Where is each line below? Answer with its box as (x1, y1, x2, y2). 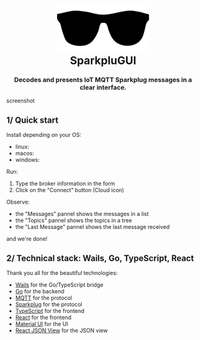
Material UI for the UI (15, 320, 69, 328)
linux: (15, 143, 29, 150)
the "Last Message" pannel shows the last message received (15, 223, 170, 231)
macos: (15, 150, 34, 157)
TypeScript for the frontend (15, 307, 85, 315)
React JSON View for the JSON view (15, 327, 108, 334)
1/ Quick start (6, 115, 59, 125)
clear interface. (79, 83, 127, 92)
